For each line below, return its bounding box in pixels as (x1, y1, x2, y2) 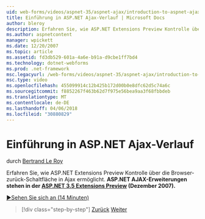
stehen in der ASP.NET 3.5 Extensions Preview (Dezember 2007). (6, 182, 176, 190)
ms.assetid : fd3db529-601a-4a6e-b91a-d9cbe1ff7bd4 (6, 54, 138, 60)
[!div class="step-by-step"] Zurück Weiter (21, 206, 128, 214)
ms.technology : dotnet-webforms (6, 60, 88, 66)
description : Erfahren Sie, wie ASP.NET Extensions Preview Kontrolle (6, 26, 190, 32)
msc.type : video (6, 77, 48, 83)
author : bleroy (6, 20, 45, 26)
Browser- (171, 169, 195, 177)
